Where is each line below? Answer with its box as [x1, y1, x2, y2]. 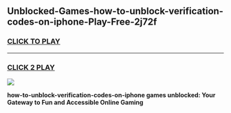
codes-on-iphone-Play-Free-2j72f [7, 16, 157, 28]
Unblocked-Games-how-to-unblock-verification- [7, 5, 223, 17]
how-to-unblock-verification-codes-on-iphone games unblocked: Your [7, 90, 216, 99]
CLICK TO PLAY [7, 37, 60, 47]
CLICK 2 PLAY [7, 62, 55, 72]
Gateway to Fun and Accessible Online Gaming [7, 98, 144, 106]
